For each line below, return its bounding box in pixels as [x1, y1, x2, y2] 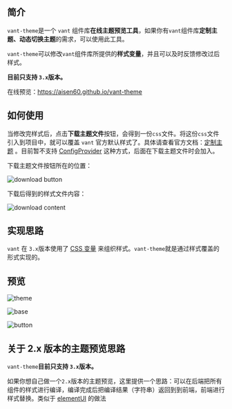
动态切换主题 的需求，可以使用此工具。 [19, 35, 128, 43]
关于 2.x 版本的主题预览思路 [7, 343, 126, 354]
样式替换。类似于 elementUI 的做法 [7, 394, 107, 403]
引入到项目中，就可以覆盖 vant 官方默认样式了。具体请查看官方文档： [7, 137, 205, 146]
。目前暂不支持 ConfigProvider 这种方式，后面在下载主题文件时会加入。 [14, 146, 219, 155]
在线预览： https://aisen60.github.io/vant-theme [7, 87, 143, 95]
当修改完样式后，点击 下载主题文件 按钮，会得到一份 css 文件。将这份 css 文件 [7, 129, 220, 137]
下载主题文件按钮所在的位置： [7, 161, 92, 169]
